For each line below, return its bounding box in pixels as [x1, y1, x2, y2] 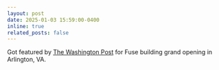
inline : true [7, 23, 45, 30]
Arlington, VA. [7, 56, 47, 64]
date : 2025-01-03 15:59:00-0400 [7, 16, 100, 23]
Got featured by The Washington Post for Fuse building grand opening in [7, 48, 213, 56]
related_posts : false [7, 29, 69, 36]
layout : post [7, 10, 45, 17]
